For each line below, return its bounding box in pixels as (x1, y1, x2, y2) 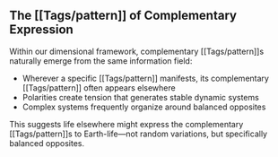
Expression (9, 22, 74, 38)
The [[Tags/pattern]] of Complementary (9, 8, 238, 23)
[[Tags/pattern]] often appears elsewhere (22, 82, 177, 93)
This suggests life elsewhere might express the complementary (9, 118, 244, 129)
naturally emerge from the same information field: (9, 55, 193, 66)
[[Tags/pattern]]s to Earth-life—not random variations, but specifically (9, 128, 267, 139)
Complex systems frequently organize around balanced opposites (22, 101, 266, 112)
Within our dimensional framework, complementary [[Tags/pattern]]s (9, 46, 265, 57)
